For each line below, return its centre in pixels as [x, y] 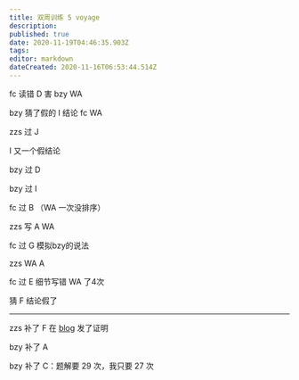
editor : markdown [41, 59]
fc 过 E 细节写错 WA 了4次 [57, 281]
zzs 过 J [24, 131]
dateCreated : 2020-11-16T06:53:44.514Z [83, 68]
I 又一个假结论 [35, 150]
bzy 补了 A [29, 347]
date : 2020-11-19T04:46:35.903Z [69, 42]
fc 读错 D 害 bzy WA [46, 94]
